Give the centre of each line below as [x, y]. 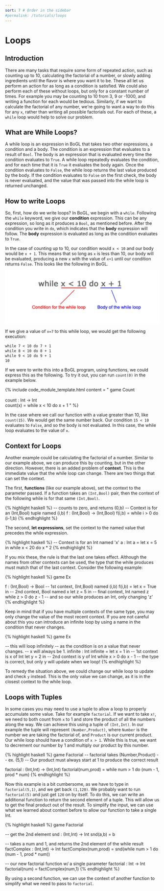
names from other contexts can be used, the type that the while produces [79, 563]
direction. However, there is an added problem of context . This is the [75, 468]
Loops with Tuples [34, 697]
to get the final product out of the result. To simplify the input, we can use [79, 805]
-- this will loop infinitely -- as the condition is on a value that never [73, 646]
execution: [16, 337]
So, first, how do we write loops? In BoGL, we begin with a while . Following [81, 213]
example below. [21, 380]
